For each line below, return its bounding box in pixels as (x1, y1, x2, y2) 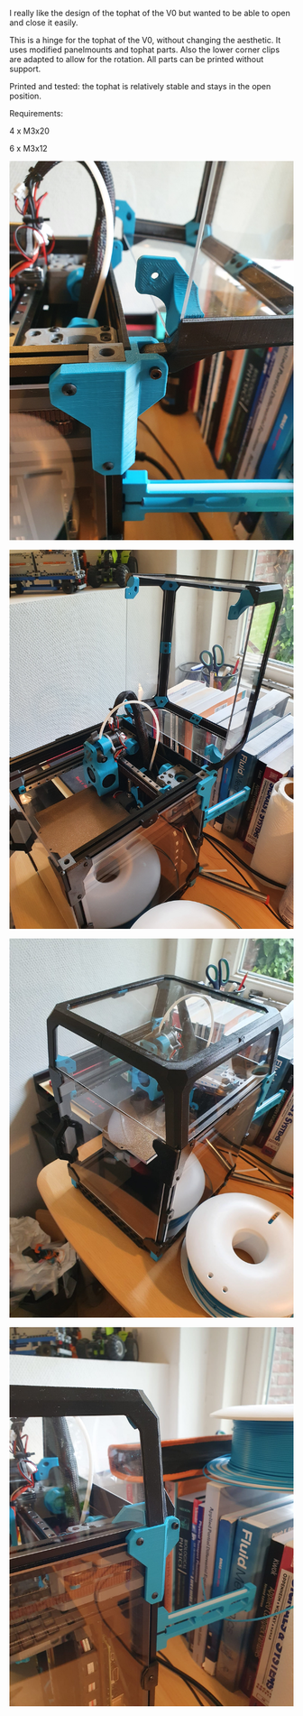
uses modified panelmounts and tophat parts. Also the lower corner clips (9, 44, 280, 55)
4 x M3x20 (9, 125, 50, 136)
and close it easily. (9, 17, 78, 28)
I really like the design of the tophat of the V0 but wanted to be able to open (9, 8, 290, 18)
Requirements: (9, 108, 63, 118)
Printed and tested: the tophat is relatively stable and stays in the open (9, 81, 271, 91)
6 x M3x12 (9, 144, 48, 153)
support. (9, 63, 41, 74)
